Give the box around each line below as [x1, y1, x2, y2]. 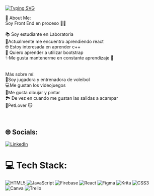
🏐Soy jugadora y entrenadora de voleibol [5, 77, 90, 83]
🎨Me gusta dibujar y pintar [5, 90, 60, 96]
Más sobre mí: [5, 71, 35, 78]
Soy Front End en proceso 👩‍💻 [5, 20, 66, 26]
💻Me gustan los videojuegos [5, 82, 66, 88]
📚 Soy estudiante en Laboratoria [5, 31, 74, 37]
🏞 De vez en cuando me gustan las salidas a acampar [5, 95, 118, 101]
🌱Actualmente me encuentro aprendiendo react [5, 38, 104, 45]
